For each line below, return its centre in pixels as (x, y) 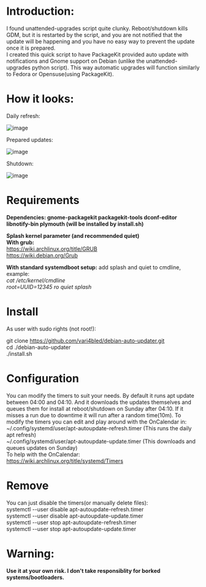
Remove (28, 485)
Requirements (43, 200)
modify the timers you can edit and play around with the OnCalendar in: (97, 422)
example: (18, 274)
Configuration (43, 378)
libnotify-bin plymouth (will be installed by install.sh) (75, 224)
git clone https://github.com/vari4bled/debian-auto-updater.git (86, 341)
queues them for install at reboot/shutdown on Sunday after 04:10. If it (95, 408)
